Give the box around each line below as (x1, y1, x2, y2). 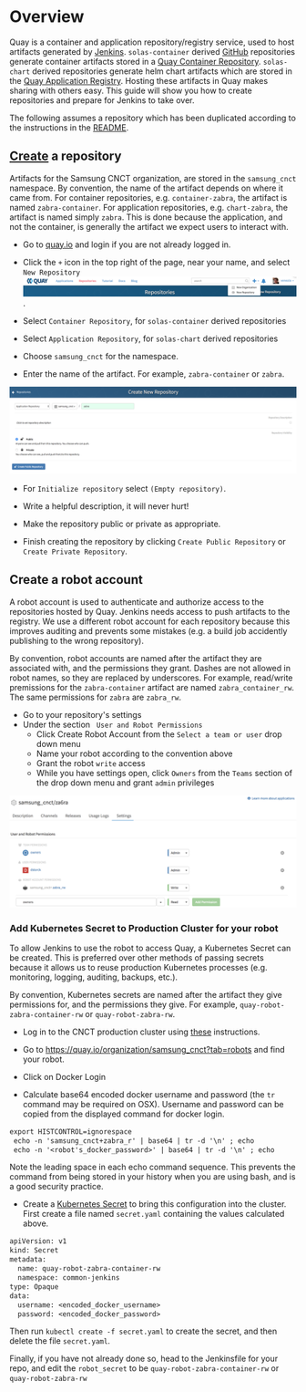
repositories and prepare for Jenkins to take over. (9, 94, 195, 106)
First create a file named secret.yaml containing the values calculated (22, 1208, 285, 1219)
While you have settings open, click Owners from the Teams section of (36, 767, 293, 778)
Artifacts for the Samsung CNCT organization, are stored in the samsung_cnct (9, 172, 297, 183)
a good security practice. (9, 1180, 104, 1191)
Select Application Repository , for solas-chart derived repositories (22, 333, 279, 344)
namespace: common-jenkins (17, 1273, 120, 1283)
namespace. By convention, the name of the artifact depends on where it (9, 182, 284, 193)
